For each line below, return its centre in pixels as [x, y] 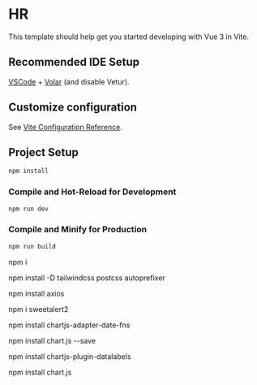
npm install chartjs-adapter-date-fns [69, 325]
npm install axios [36, 293]
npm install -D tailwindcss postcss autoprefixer [87, 278]
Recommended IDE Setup [74, 62]
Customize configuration [73, 108]
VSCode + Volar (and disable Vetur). [69, 81]
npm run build [32, 246]
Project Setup [44, 152]
